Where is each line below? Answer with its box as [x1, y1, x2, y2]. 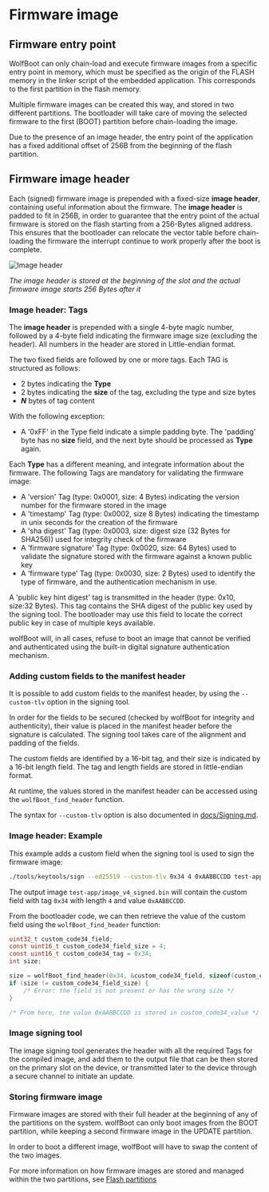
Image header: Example [9, 830, 103, 841]
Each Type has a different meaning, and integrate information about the [9, 460, 245, 469]
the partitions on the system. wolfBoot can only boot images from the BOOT [9, 1118, 259, 1128]
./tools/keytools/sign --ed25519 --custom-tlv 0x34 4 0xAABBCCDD [9, 873, 231, 881]
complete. [9, 244, 42, 254]
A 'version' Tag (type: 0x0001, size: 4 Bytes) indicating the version [20, 492, 240, 502]
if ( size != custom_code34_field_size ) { [9, 979, 149, 987]
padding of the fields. [9, 738, 80, 748]
